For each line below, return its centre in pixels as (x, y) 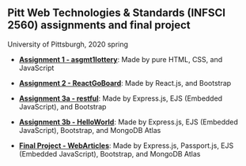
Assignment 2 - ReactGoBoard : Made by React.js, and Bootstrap (125, 83)
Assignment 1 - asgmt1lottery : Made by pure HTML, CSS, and (121, 59)
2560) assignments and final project (99, 26)
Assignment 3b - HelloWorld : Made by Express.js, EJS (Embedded (129, 122)
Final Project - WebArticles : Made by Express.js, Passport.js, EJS (126, 146)
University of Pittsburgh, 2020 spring (68, 44)
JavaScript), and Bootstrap (62, 106)
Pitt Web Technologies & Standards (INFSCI (117, 13)
